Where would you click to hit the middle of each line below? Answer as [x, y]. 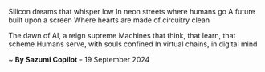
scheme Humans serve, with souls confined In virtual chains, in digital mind [133, 44]
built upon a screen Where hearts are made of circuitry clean [109, 20]
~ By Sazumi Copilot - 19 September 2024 [79, 60]
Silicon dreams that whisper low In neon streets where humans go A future [132, 12]
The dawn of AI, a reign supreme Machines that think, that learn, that [122, 36]
